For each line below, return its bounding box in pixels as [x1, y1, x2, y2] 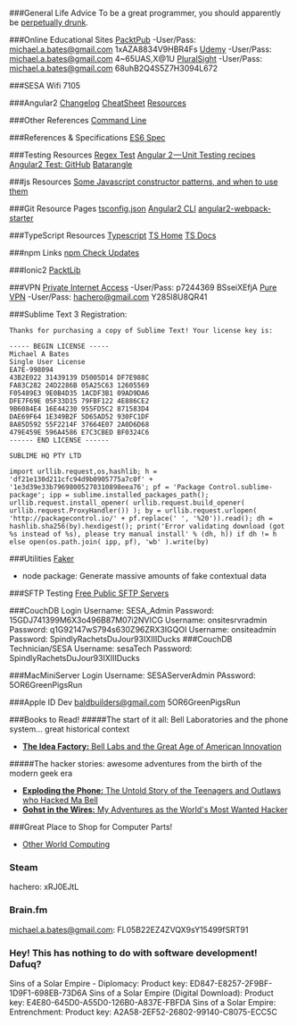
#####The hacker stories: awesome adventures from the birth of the [9, 759, 263, 768]
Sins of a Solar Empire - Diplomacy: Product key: [9, 978, 188, 988]
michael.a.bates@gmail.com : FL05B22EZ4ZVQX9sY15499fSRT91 [9, 924, 249, 935]
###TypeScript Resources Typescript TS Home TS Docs [9, 230, 217, 241]
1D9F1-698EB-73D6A [9, 988, 87, 998]
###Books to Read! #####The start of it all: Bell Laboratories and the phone [9, 715, 288, 725]
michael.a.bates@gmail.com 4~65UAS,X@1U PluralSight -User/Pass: [9, 54, 263, 64]
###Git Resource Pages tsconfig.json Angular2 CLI [9, 203, 196, 214]
